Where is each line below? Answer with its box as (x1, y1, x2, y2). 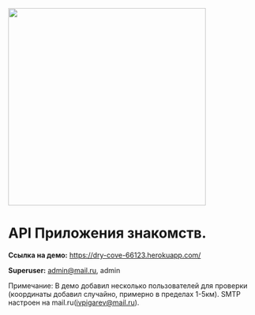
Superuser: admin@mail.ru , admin (8, 265, 121, 275)
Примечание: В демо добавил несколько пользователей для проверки (8, 280, 248, 291)
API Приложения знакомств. (8, 224, 207, 242)
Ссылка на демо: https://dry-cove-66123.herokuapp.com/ (8, 250, 201, 260)
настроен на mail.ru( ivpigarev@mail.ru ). (8, 298, 140, 307)
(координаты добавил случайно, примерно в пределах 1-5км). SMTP (8, 289, 241, 298)
